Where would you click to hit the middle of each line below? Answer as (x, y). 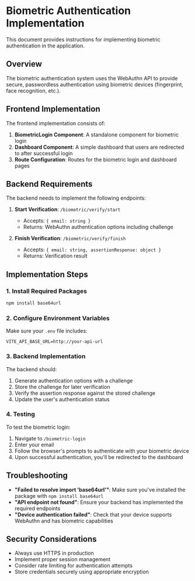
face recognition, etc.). (34, 90)
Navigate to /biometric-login (50, 438)
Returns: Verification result (55, 256)
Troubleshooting (37, 476)
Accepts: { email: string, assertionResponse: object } (92, 250)
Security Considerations (52, 539)
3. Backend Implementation (46, 357)
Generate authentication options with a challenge (74, 380)
